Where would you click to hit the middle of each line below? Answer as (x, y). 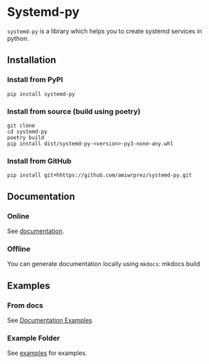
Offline (19, 249)
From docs (25, 305)
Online (18, 216)
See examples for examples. (47, 353)
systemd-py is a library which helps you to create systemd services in (105, 31)
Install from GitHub (40, 161)
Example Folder (34, 338)
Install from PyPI (35, 80)
